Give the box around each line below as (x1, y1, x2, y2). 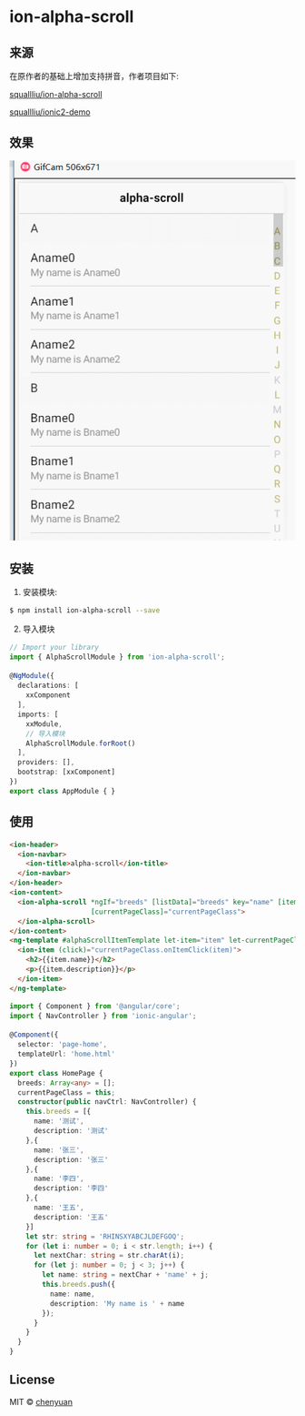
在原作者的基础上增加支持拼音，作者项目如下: (9, 71, 180, 81)
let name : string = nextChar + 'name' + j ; (42, 1270, 209, 1279)
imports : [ (17, 710, 59, 719)
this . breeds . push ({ (42, 1280, 116, 1290)
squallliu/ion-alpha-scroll (9, 89, 103, 99)
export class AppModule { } (9, 786, 116, 795)
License (9, 1372, 55, 1388)
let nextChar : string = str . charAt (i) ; (33, 1251, 184, 1260)
